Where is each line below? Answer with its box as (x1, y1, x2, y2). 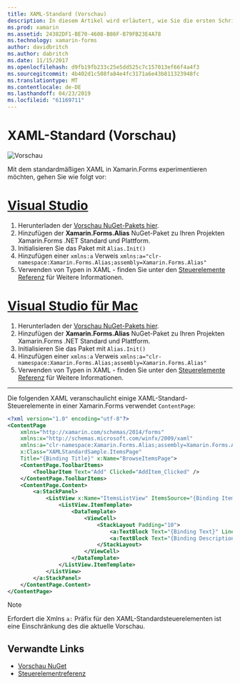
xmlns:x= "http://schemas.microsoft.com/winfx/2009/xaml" (20, 435, 194, 443)
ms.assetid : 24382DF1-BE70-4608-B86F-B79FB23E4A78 (7, 30, 161, 38)
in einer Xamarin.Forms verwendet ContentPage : (56, 401, 196, 410)
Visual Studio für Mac (7, 298, 139, 314)
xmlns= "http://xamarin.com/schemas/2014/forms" (20, 428, 164, 436)
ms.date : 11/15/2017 (7, 57, 69, 64)
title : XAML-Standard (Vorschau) (7, 10, 107, 18)
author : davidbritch (7, 44, 69, 51)
